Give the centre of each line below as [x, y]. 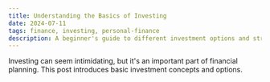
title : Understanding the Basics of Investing [88, 16]
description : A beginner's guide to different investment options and [129, 38]
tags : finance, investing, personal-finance [84, 31]
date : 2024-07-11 [37, 23]
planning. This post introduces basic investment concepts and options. [126, 70]
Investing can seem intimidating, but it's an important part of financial [123, 61]
